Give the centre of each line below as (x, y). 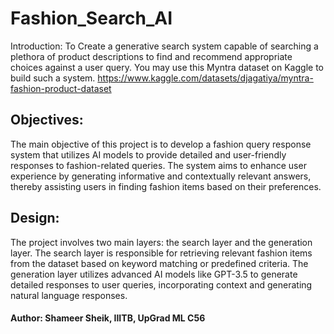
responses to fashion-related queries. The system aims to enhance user (158, 165)
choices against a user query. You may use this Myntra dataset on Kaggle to (167, 67)
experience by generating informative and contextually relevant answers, (161, 176)
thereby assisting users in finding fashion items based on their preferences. (166, 186)
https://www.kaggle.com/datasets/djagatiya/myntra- (205, 78)
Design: (35, 218)
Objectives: (47, 120)
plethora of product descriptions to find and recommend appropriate (151, 56)
